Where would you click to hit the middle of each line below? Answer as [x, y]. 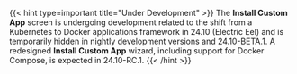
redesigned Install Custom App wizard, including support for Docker [137, 51]
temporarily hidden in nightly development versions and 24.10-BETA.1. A [143, 41]
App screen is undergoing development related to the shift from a [131, 22]
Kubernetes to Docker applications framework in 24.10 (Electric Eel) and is [147, 32]
